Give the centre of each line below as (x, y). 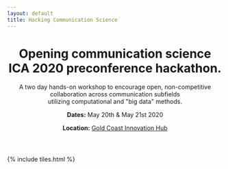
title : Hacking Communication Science (62, 20)
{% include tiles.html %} (41, 159)
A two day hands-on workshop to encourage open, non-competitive (115, 87)
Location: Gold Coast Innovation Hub (115, 128)
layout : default (30, 13)
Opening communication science (115, 54)
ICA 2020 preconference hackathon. (115, 68)
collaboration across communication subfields (115, 94)
